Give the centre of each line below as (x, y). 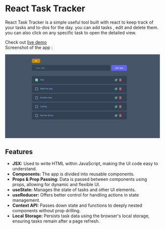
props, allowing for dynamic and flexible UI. (56, 185)
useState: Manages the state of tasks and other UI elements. (74, 190)
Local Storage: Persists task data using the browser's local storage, (81, 216)
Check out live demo (26, 42)
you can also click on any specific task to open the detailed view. (71, 33)
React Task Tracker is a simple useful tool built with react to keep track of (79, 22)
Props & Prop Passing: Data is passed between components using (80, 179)
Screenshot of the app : (29, 47)
